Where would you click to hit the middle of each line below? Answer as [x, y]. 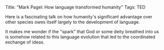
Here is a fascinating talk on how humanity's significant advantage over [79, 17]
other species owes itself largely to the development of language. [72, 22]
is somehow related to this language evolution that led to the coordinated [80, 37]
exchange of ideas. [25, 42]
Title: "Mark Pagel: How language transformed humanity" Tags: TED [75, 7]
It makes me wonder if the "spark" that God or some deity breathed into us [82, 31]
